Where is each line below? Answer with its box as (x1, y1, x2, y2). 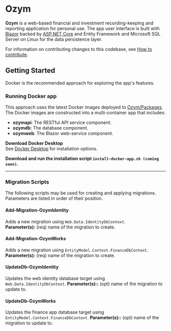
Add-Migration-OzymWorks (5, 236, 66, 242)
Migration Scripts (5, 178, 49, 185)
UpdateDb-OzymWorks (5, 298, 56, 304)
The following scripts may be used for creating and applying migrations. (5, 190, 156, 196)
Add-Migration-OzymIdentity (5, 207, 69, 213)
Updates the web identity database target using (5, 275, 105, 281)
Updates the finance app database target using (5, 309, 104, 315)
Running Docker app (5, 92, 57, 99)
